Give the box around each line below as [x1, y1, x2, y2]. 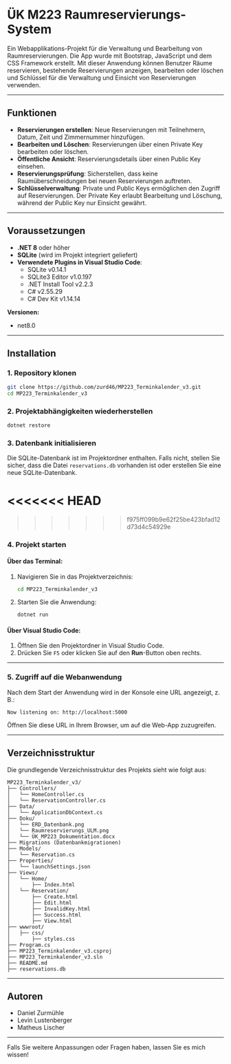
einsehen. [16, 162, 45, 170]
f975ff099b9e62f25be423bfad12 [126, 515, 221, 524]
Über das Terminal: [7, 557, 63, 565]
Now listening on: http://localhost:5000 [7, 709, 128, 716]
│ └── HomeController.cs [7, 791, 85, 798]
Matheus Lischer [16, 1023, 65, 1032]
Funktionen [7, 107, 57, 119]
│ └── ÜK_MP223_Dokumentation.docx [7, 833, 115, 840]
